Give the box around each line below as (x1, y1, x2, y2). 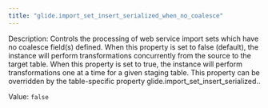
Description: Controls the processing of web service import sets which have (8, 34, 259, 43)
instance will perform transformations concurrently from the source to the (8, 50, 252, 60)
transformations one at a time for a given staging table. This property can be (8, 67, 260, 77)
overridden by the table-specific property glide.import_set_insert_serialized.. (8, 76, 261, 86)
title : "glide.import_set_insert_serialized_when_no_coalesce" (8, 11, 224, 20)
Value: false (8, 91, 50, 101)
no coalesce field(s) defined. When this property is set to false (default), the (8, 42, 258, 52)
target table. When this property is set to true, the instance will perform (8, 59, 242, 69)
